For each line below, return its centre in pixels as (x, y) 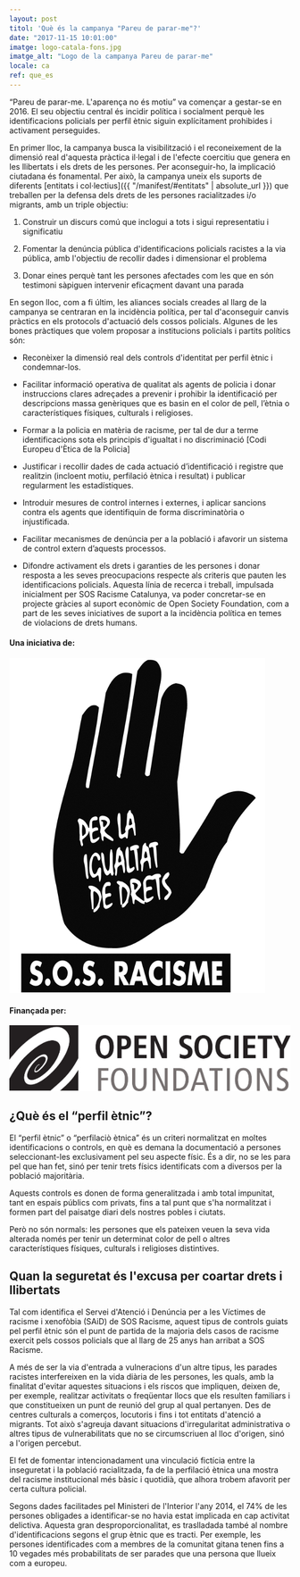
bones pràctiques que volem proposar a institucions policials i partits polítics (150, 330)
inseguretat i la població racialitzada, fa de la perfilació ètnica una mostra (144, 1470)
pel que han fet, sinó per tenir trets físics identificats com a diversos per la (146, 1166)
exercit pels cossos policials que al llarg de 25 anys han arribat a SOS (137, 1340)
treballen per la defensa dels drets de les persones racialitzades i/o (133, 195)
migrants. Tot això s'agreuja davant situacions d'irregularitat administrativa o (150, 1423)
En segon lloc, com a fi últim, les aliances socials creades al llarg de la (138, 302)
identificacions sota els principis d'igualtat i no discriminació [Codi (144, 439)
